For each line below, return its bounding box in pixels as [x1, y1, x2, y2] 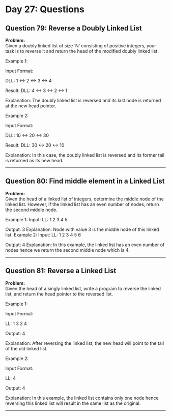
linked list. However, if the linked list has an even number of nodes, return [5, 201, 159, 207]
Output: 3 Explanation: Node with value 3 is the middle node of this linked [5, 226, 159, 232]
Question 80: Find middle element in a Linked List [5, 177, 165, 186]
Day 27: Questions [5, 4, 85, 15]
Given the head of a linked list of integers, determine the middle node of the [5, 196, 164, 202]
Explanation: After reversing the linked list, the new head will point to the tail [5, 340, 164, 346]
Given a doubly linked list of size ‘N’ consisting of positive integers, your [5, 43, 156, 49]
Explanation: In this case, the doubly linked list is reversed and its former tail [5, 152, 164, 158]
